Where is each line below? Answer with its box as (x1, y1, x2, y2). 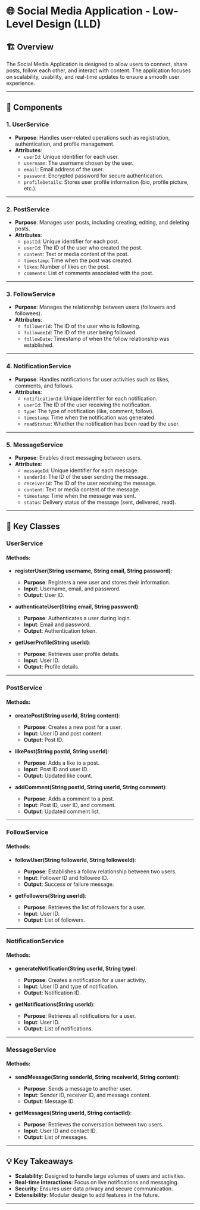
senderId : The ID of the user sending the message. (23, 473, 148, 480)
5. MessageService (6, 441, 64, 449)
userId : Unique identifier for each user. (23, 153, 119, 160)
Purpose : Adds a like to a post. (23, 759, 100, 766)
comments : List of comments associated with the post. (23, 269, 154, 276)
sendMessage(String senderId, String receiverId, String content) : (14, 1073, 180, 1080)
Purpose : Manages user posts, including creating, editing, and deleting (14, 218, 189, 226)
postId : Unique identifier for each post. (23, 238, 120, 245)
